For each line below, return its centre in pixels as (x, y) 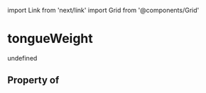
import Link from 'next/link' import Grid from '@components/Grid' (103, 10)
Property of (33, 80)
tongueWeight (50, 39)
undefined (22, 58)
